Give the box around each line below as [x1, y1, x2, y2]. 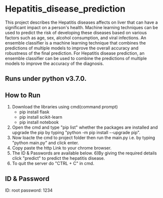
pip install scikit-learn [19, 114, 63, 120]
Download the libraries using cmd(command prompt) [12, 104, 118, 110]
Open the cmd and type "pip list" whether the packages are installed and [12, 124, 158, 130]
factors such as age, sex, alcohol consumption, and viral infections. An [5, 35, 147, 41]
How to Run [5, 91, 41, 99]
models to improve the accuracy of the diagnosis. [5, 61, 104, 66]
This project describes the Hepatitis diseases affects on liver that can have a [5, 19, 158, 25]
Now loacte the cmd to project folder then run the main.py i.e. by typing [12, 135, 155, 141]
